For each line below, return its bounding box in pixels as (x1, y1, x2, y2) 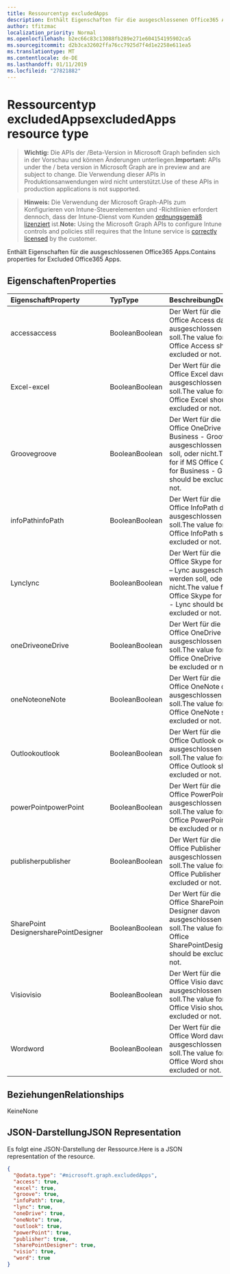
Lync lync (10, 578, 40, 588)
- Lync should (168, 600, 214, 610)
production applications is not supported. (23, 185, 140, 193)
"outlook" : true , (13, 1223, 63, 1229)
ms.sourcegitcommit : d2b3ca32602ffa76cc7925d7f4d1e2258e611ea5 (7, 42, 192, 49)
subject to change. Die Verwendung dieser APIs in (23, 171, 166, 179)
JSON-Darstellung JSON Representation (7, 1127, 181, 1138)
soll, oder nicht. (168, 449, 219, 459)
